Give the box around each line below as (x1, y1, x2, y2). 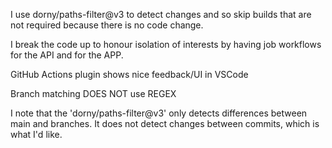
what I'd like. (10, 129, 63, 140)
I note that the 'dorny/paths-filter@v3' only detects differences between (10, 107, 308, 119)
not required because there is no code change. (10, 19, 204, 31)
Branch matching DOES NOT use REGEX (10, 88, 177, 99)
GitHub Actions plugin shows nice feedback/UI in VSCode (10, 69, 249, 80)
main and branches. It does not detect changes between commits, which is (10, 118, 320, 129)
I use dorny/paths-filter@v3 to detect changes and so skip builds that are (10, 9, 312, 20)
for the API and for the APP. (10, 49, 124, 61)
